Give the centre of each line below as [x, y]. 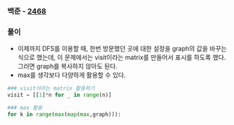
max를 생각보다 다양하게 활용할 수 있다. [72, 75]
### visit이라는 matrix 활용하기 [51, 89]
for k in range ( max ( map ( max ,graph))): [64, 114]
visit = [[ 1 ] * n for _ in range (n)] [60, 95]
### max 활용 [25, 107]
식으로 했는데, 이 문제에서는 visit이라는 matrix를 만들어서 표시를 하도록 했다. [122, 57]
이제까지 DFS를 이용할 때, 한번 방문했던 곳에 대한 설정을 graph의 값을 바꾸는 [122, 49]
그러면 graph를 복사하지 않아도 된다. [67, 66]
